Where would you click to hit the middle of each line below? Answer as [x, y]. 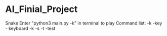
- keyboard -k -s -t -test [30, 28]
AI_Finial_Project [41, 9]
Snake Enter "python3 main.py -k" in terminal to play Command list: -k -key [84, 23]
